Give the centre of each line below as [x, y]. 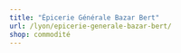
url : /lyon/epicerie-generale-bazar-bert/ [90, 26]
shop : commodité [40, 34]
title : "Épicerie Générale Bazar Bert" [85, 18]
